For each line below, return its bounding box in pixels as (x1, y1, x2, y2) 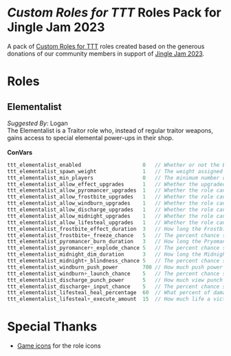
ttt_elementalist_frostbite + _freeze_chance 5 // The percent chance (7, 232, 220, 238)
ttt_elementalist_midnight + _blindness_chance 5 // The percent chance (7, 258, 220, 265)
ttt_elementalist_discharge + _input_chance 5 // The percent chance (7, 283, 220, 290)
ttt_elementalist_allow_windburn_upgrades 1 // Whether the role (7, 200, 214, 207)
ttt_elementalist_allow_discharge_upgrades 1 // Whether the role (7, 206, 214, 214)
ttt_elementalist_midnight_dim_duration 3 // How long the (7, 251, 201, 258)
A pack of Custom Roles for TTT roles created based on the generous (7, 42, 205, 50)
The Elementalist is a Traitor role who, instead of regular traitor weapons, (7, 126, 214, 135)
